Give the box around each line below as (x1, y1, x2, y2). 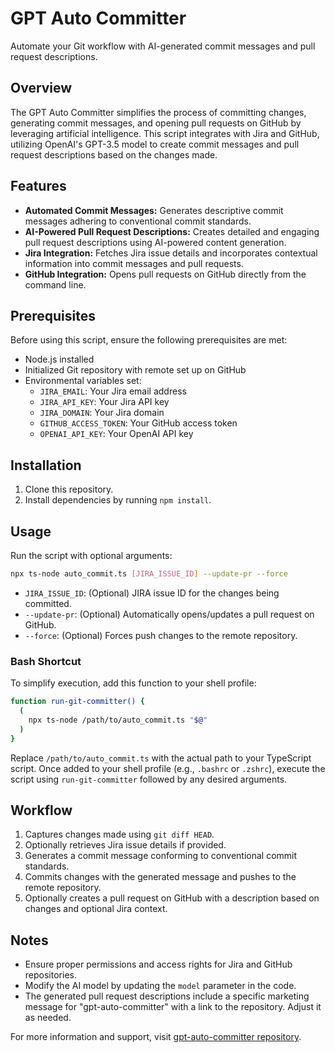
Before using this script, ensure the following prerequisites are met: (10, 334, 288, 346)
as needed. (24, 1012, 72, 1024)
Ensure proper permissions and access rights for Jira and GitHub (24, 958, 293, 971)
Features (10, 178, 67, 195)
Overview (10, 80, 73, 97)
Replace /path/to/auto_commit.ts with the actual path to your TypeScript (10, 752, 312, 764)
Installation (10, 457, 82, 474)
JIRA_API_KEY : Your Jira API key (39, 396, 170, 408)
